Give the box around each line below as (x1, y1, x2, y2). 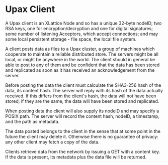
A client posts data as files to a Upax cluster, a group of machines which (5, 46, 155, 52)
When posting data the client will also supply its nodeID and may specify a (5, 108, 159, 114)
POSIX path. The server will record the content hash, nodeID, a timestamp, (5, 113, 159, 119)
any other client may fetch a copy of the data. (5, 139, 100, 145)
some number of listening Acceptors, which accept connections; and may (5, 31, 158, 37)
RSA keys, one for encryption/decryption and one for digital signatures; (5, 25, 153, 31)
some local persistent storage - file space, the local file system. (5, 36, 137, 42)
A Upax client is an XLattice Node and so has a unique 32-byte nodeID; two (5, 20, 162, 26)
